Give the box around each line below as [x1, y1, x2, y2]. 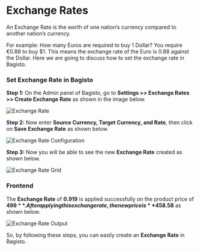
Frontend [6, 181, 34, 190]
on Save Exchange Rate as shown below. [6, 125, 109, 133]
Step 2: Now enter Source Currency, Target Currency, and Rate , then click [6, 119, 193, 126]
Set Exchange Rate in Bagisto [6, 76, 94, 84]
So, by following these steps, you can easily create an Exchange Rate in [6, 231, 185, 238]
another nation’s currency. [6, 29, 71, 37]
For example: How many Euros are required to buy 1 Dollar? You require [6, 41, 183, 49]
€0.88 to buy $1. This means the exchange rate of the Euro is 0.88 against [6, 47, 189, 55]
